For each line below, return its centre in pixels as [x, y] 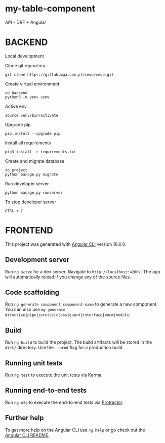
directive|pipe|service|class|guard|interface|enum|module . [68, 315]
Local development [25, 56]
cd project [16, 170]
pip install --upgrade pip [33, 133]
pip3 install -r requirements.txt [41, 152]
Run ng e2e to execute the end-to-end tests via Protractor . [64, 402]
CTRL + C [14, 211]
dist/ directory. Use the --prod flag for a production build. [64, 348]
